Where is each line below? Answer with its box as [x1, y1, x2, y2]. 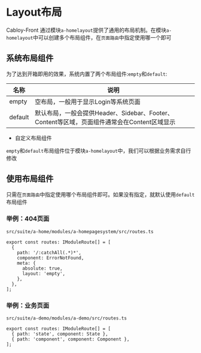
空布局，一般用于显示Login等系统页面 [35, 97, 141, 105]
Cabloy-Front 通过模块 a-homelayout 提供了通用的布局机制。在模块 [6, 26, 166, 34]
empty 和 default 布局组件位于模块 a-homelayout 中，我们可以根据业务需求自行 [6, 147, 191, 154]
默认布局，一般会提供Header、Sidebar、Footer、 [35, 108, 173, 117]
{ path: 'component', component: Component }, [11, 336, 130, 342]
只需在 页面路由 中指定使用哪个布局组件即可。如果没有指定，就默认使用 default [6, 191, 195, 198]
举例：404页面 [6, 215, 50, 223]
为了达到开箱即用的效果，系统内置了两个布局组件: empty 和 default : [6, 70, 167, 77]
